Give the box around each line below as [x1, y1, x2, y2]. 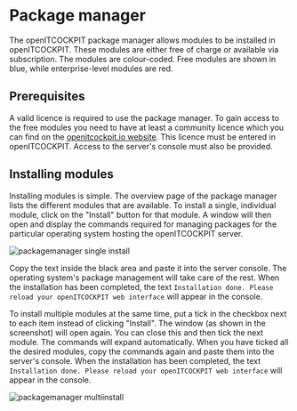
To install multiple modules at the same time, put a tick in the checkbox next [9, 308, 287, 318]
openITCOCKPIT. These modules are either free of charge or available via [9, 44, 279, 54]
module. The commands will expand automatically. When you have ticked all [9, 336, 289, 347]
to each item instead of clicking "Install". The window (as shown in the [9, 318, 267, 328]
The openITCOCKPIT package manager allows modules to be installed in [9, 35, 276, 45]
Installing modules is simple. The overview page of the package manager [9, 190, 277, 201]
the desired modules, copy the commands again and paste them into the [9, 346, 275, 357]
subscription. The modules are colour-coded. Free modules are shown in [9, 53, 277, 64]
